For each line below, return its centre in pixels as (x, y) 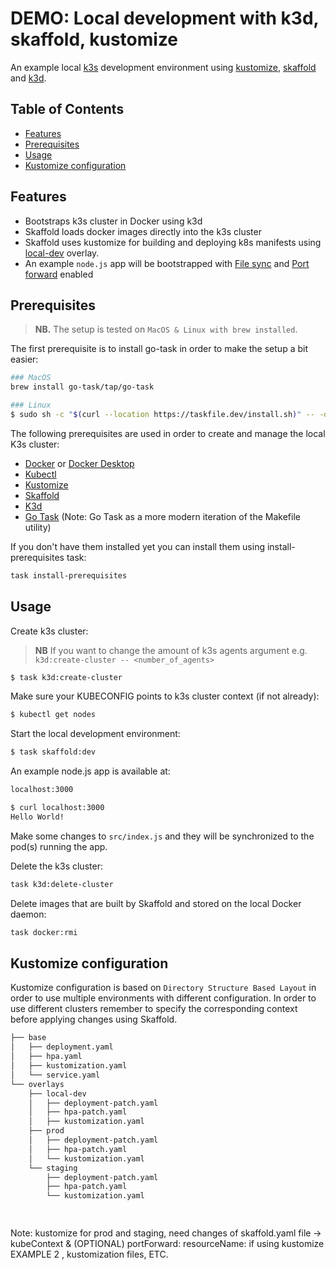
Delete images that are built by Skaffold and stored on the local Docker (156, 903)
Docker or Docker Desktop (79, 463)
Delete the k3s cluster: (56, 866)
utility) (38, 527)
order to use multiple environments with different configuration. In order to (163, 998)
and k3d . (28, 78)
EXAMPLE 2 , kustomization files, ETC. (89, 1254)
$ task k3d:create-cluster (66, 677)
